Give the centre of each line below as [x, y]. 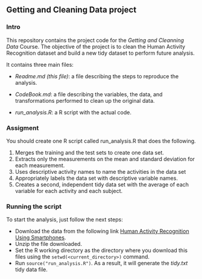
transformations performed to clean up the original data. [85, 100]
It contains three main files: [40, 64]
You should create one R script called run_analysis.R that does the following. [101, 141]
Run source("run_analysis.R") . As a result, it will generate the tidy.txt [101, 263]
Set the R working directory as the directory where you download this [101, 250]
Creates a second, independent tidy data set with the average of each [102, 184]
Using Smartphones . [40, 238]
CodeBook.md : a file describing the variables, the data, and [89, 94]
